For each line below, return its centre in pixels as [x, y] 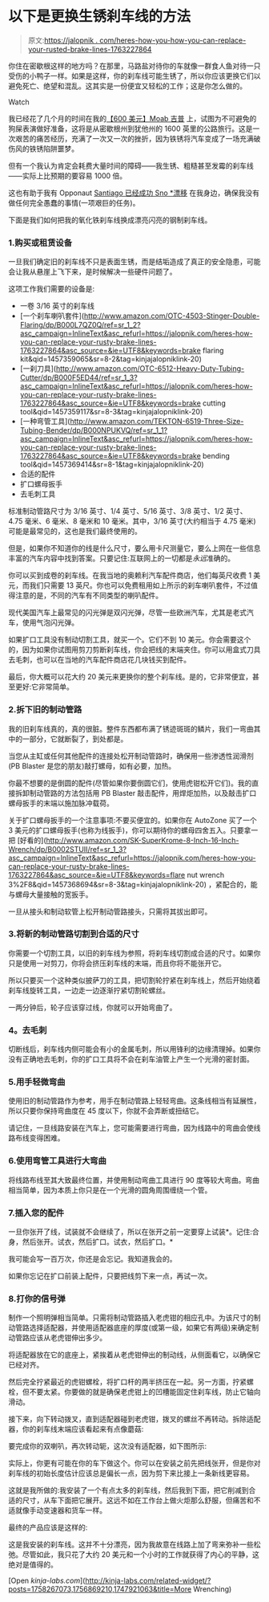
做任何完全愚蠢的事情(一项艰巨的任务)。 [74, 202]
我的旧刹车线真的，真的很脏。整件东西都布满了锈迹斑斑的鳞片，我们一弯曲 [131, 728]
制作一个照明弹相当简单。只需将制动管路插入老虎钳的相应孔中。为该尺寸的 [131, 1318]
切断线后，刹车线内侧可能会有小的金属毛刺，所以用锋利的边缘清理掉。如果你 [134, 1050]
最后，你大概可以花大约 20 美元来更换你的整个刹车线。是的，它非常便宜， [130, 677]
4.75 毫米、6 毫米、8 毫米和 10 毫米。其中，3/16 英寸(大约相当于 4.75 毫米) [132, 521]
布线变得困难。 [40, 1138]
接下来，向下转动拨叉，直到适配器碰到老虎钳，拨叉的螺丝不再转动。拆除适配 [134, 1419]
